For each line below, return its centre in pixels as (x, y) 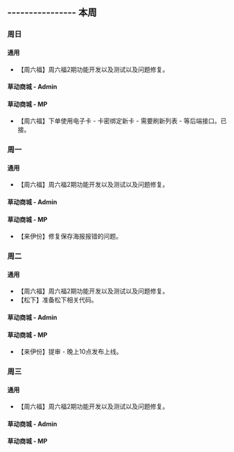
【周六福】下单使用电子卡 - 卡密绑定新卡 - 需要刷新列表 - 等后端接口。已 (122, 121)
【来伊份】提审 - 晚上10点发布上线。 (70, 352)
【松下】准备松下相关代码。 (57, 300)
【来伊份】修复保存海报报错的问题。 (70, 237)
